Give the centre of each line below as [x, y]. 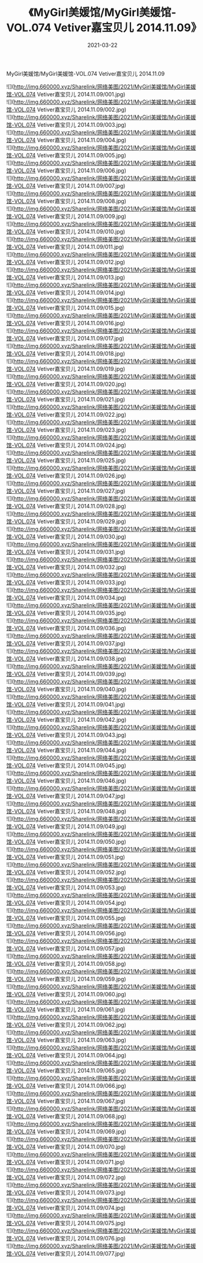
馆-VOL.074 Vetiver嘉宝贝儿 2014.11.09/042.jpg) [66, 719]
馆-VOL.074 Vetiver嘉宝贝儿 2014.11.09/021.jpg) [66, 399]
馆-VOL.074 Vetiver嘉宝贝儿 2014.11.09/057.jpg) [66, 948]
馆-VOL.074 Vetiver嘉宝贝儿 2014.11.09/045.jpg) [66, 765]
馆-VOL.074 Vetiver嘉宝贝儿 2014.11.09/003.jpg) [66, 124]
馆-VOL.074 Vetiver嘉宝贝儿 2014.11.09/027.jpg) [66, 491]
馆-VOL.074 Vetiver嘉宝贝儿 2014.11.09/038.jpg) [66, 658]
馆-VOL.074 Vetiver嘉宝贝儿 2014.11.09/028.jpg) [66, 506]
